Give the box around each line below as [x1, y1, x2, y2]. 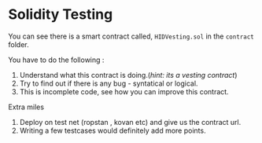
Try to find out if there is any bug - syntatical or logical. [19, 79, 198, 88]
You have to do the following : [8, 55, 105, 64]
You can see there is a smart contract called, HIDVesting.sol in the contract [8, 31, 254, 41]
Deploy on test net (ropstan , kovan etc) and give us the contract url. [19, 117, 242, 126]
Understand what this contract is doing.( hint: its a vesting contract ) [19, 70, 238, 79]
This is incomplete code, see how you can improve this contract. [19, 86, 230, 96]
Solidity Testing [8, 5, 113, 24]
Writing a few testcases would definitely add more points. [19, 126, 206, 135]
